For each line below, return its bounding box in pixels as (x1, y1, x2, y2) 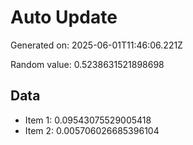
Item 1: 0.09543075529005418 (24, 114, 152, 126)
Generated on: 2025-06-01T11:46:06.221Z (10, 39, 183, 51)
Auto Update (10, 6, 118, 29)
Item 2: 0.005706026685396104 (24, 124, 160, 136)
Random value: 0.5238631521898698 (10, 58, 165, 70)
